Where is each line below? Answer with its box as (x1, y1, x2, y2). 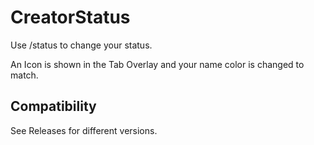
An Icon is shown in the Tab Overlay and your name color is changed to (10, 58, 305, 70)
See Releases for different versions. (10, 124, 158, 136)
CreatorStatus (10, 6, 131, 29)
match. (10, 69, 39, 81)
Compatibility (10, 98, 97, 115)
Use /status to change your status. (10, 39, 153, 51)
